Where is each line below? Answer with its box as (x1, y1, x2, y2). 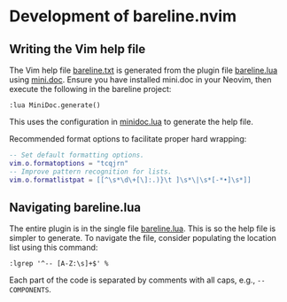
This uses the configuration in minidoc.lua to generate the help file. (9, 117, 254, 127)
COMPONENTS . (9, 284, 51, 295)
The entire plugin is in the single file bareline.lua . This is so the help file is (9, 223, 276, 234)
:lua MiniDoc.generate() (9, 101, 101, 110)
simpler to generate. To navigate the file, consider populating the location (9, 233, 277, 244)
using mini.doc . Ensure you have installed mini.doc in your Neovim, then (9, 74, 272, 85)
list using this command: (9, 242, 98, 253)
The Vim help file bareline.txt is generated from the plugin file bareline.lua (9, 65, 278, 75)
